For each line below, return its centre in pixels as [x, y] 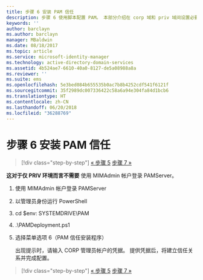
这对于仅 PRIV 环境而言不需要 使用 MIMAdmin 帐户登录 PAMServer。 [92, 175]
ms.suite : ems [24, 79]
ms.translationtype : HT [36, 96]
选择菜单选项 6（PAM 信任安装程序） [61, 238]
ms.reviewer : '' [27, 74]
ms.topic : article [29, 51]
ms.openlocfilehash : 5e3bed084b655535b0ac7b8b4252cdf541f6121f [88, 85]
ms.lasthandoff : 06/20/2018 [42, 107]
